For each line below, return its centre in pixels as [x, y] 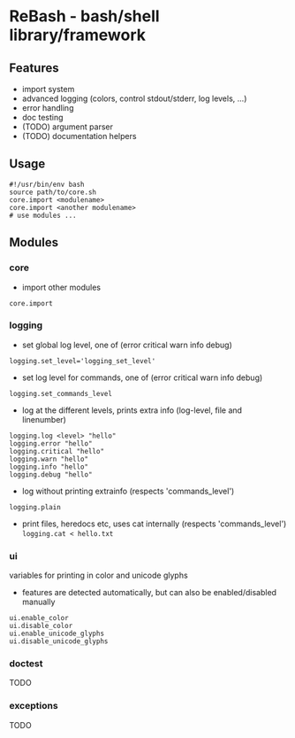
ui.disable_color [41, 626]
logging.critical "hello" [57, 451]
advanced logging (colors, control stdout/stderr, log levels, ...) [134, 98]
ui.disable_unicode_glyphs [59, 641]
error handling [48, 108]
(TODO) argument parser [67, 127]
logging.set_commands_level [61, 393]
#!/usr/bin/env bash [47, 184]
